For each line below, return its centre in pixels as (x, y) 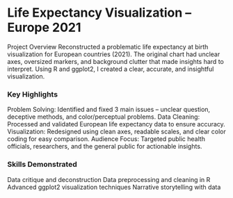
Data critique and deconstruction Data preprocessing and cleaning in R (109, 179)
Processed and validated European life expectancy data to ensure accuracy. (116, 124)
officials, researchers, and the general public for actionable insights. (105, 147)
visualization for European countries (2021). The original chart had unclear (114, 54)
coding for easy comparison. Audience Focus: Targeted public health (106, 139)
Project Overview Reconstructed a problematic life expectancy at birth (108, 47)
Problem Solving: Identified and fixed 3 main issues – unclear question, (109, 110)
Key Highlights (32, 94)
